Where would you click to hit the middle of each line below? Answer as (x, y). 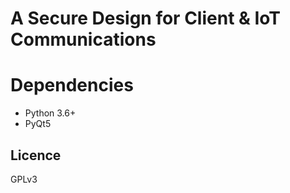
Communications (83, 39)
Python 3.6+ (50, 113)
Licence (36, 155)
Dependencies (72, 85)
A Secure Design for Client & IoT (146, 18)
